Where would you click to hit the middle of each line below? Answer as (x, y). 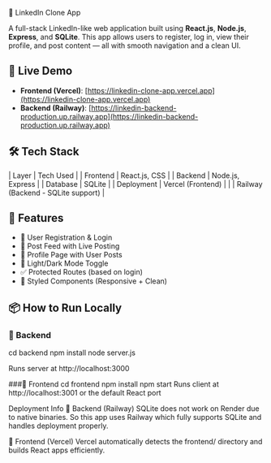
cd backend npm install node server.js (72, 353)
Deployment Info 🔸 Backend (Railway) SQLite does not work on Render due (134, 409)
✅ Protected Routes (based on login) (82, 272)
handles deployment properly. (58, 426)
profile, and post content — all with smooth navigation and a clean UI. (125, 45)
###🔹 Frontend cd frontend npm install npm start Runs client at (114, 384)
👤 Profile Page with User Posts (71, 255)
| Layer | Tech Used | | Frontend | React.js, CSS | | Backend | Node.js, (124, 175)
